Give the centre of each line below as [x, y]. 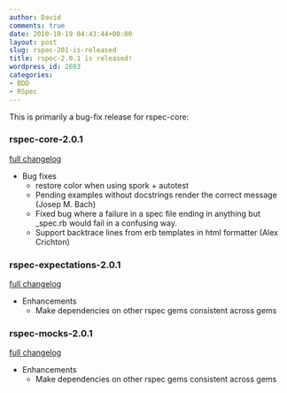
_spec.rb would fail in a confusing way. [106, 223]
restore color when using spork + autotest [112, 185]
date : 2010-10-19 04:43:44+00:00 [71, 34]
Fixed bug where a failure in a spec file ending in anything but [148, 213]
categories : [31, 75]
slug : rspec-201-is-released [63, 50]
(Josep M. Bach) [66, 204]
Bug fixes [39, 176]
